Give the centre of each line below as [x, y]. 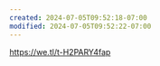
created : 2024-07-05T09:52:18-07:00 [78, 18]
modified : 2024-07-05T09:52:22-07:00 [80, 26]
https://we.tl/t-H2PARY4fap [60, 52]
